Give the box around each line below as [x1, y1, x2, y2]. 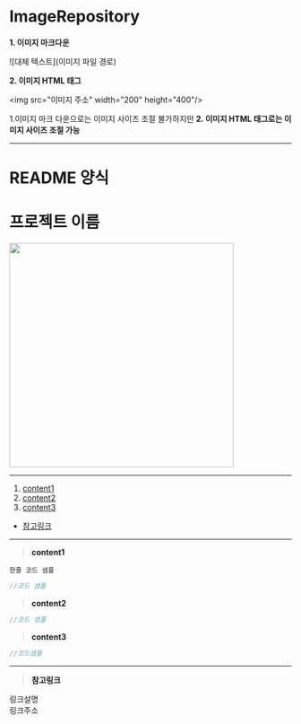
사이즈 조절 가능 [25, 124, 81, 135]
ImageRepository [9, 6, 141, 27]
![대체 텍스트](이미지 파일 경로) [9, 56, 116, 66]
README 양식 [9, 168, 109, 188]
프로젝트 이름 [9, 213, 100, 232]
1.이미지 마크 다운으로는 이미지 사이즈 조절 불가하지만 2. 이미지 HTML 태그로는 [9, 113, 283, 124]
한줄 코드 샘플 [9, 566, 55, 575]
